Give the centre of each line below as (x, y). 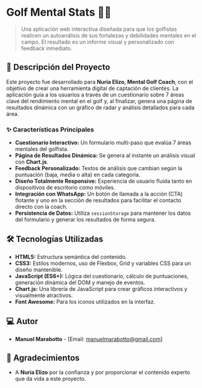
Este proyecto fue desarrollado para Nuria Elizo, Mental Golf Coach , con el (100, 81)
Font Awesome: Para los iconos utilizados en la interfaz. (85, 302)
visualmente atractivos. (44, 295)
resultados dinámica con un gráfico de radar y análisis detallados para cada (100, 107)
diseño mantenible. (39, 269)
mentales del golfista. (42, 149)
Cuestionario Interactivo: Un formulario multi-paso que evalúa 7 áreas (103, 143)
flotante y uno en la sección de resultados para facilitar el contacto (98, 200)
